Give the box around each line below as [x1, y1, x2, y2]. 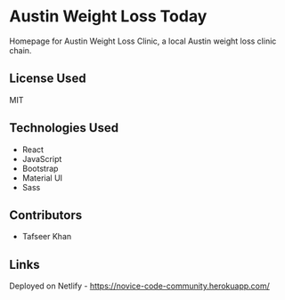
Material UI [21, 172, 63, 183]
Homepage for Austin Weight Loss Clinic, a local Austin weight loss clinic [9, 36, 277, 46]
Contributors [9, 207, 83, 223]
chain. [9, 45, 32, 55]
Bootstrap [21, 163, 59, 174]
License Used [9, 71, 86, 86]
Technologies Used [9, 120, 118, 135]
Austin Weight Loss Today [9, 6, 208, 27]
